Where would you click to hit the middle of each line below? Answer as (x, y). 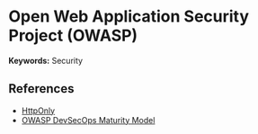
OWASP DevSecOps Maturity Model (88, 120)
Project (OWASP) (73, 36)
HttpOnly (38, 111)
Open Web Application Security (129, 17)
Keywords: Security (45, 60)
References (41, 89)
